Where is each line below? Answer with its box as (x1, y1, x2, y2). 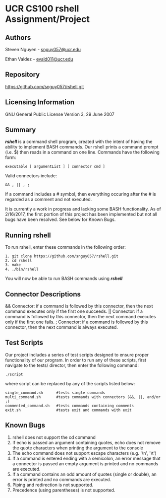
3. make (5, 263, 21, 268)
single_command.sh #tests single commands (5, 390, 106, 395)
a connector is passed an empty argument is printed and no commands (12, 460, 159, 467)
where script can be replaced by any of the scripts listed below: (5, 380, 135, 386)
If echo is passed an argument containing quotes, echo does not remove (12, 439, 161, 445)
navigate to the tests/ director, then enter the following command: (5, 362, 139, 368)
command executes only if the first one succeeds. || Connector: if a (5, 308, 143, 314)
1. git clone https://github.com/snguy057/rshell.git (5, 254, 119, 259)
